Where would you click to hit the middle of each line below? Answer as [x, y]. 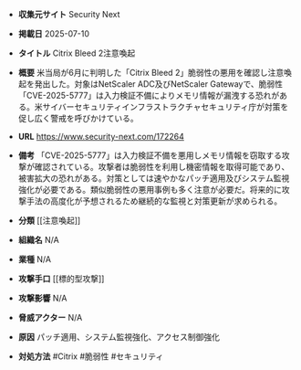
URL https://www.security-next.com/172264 [101, 137]
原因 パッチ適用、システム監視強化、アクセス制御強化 [119, 337]
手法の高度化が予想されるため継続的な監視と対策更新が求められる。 [154, 201]
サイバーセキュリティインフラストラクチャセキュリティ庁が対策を [166, 107]
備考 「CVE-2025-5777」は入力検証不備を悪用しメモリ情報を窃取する [150, 155]
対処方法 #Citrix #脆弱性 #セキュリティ [91, 356]
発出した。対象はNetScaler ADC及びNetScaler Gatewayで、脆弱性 [158, 84]
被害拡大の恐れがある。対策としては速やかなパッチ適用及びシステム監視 [154, 178]
